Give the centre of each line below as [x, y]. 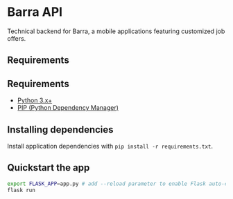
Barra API [35, 12]
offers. [17, 38]
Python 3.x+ [35, 100]
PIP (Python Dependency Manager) [68, 108]
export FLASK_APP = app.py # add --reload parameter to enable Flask [107, 184]
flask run [21, 190]
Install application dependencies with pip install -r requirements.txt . [110, 146]
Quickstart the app [49, 168]
